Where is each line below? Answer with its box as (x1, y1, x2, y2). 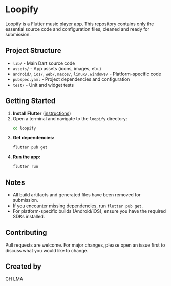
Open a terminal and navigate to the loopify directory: (12, 115, 127, 121)
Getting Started (5, 96, 56, 106)
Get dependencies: (12, 135, 55, 141)
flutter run (12, 164, 38, 169)
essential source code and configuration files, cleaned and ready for (5, 26, 149, 32)
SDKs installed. (12, 214, 45, 219)
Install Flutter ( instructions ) (12, 110, 71, 116)
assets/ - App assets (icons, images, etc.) (12, 65, 101, 71)
